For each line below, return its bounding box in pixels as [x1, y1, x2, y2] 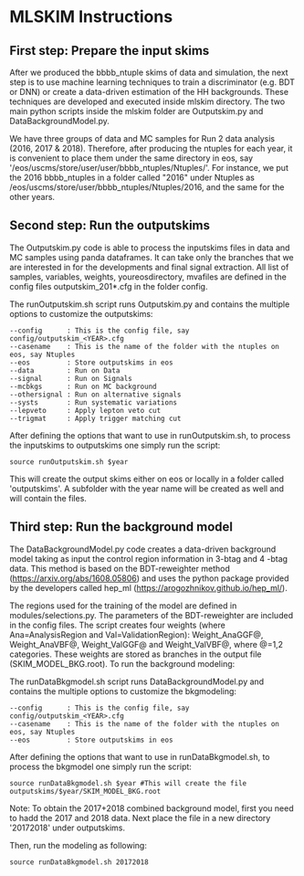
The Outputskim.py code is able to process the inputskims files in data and [9, 242, 290, 253]
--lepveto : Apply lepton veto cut [9, 406, 162, 415]
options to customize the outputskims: [9, 308, 153, 319]
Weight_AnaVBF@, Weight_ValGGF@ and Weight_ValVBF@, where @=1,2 [9, 639, 284, 649]
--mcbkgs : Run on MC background [9, 382, 157, 391]
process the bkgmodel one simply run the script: [9, 761, 192, 772]
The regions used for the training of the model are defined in [9, 600, 237, 611]
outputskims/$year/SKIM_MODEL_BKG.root [9, 786, 162, 796]
